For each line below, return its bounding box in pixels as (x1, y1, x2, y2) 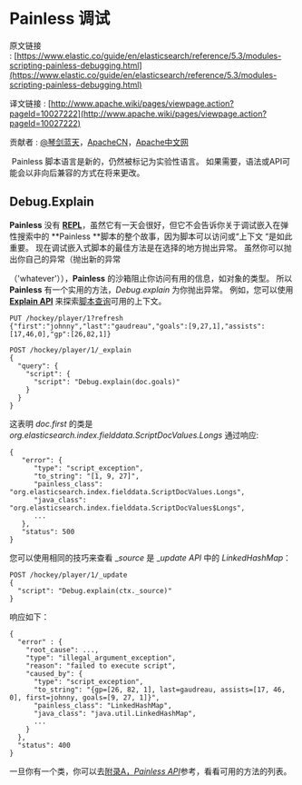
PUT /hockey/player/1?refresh (9, 313, 124, 323)
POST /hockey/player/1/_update (9, 570, 128, 580)
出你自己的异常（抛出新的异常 (9, 253, 121, 264)
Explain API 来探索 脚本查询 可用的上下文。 (9, 295, 167, 306)
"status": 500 (21, 527, 75, 536)
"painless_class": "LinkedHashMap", (33, 701, 172, 710)
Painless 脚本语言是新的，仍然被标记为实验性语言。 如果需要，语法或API (11, 155, 283, 166)
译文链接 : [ (9, 97, 52, 109)
